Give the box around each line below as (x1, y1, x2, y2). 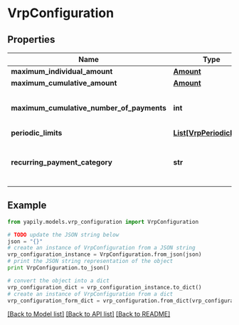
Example (7, 200, 47, 212)
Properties (7, 33, 55, 46)
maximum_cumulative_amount (11, 78, 117, 88)
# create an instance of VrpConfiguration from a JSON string (7, 244, 196, 252)
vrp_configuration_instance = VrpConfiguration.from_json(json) (7, 251, 202, 258)
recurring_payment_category (11, 158, 112, 167)
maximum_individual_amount (11, 66, 113, 76)
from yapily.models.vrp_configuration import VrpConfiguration (7, 218, 199, 225)
